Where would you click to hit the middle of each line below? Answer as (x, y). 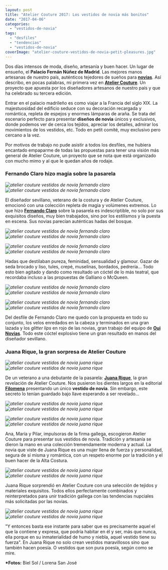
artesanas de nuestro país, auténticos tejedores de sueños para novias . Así (83, 77)
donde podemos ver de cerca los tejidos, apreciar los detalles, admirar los (82, 124)
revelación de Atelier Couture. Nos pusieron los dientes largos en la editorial (83, 383)
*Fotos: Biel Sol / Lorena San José (41, 563)
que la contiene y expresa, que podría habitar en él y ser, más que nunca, (81, 532)
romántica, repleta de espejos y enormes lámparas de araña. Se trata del (80, 113)
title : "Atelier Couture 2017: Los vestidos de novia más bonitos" (77, 15)
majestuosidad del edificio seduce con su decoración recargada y (73, 108)
